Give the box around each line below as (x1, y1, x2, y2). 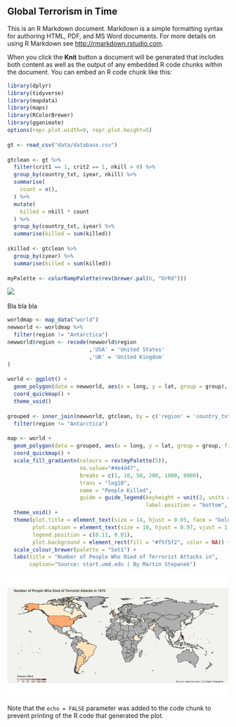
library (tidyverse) (7, 89, 65, 97)
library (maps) (7, 105, 49, 112)
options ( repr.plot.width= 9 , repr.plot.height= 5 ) (7, 126, 152, 134)
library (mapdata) (7, 97, 58, 104)
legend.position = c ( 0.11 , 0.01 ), (32, 531, 133, 538)
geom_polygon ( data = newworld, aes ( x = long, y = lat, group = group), (13, 383, 228, 391)
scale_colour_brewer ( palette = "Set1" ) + (13, 546, 137, 554)
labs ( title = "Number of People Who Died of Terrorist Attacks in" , (13, 554, 218, 561)
